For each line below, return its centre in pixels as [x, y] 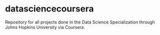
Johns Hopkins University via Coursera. [45, 27]
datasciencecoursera [49, 9]
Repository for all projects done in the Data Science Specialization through [80, 22]
